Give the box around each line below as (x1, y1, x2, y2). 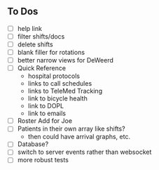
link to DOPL (27, 102, 64, 110)
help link (17, 24, 42, 32)
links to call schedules (27, 79, 92, 88)
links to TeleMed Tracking (27, 87, 103, 96)
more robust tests (17, 156, 69, 164)
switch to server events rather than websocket (17, 148, 152, 157)
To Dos (7, 6, 39, 18)
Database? (17, 140, 49, 148)
